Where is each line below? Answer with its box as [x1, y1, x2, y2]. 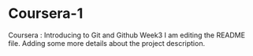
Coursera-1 [8, 5, 84, 23]
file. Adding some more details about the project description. [8, 38, 206, 47]
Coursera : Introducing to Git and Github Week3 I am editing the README [8, 30, 246, 40]
